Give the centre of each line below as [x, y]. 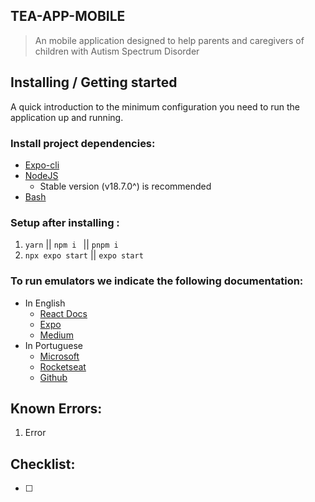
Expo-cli [42, 165]
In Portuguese [53, 345]
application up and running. [67, 117]
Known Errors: [56, 408]
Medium [56, 335]
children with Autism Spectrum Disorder [117, 51]
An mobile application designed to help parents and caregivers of [169, 40]
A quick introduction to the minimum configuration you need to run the [155, 106]
